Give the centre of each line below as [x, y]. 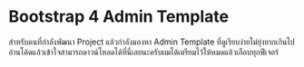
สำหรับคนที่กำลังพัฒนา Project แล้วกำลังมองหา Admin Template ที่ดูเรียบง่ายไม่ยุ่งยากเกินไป [152, 42]
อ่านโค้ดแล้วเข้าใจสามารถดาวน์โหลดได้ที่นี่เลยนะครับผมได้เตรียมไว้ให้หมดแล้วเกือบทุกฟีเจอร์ [143, 52]
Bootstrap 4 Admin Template [118, 17]
